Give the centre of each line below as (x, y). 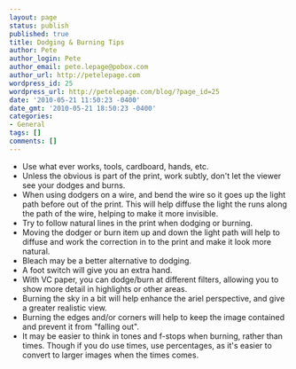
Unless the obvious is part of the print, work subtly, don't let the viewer (152, 176)
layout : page (33, 17)
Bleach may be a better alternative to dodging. (107, 260)
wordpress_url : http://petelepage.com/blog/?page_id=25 (114, 91)
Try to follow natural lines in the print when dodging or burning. (137, 223)
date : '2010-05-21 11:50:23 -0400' (75, 100)
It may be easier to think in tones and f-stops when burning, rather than (152, 336)
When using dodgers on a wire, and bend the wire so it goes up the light (154, 194)
